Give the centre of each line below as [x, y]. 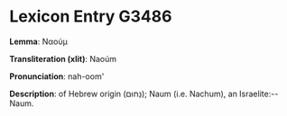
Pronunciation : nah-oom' [57, 76]
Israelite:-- [259, 94]
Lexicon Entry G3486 [91, 17]
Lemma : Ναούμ [38, 41]
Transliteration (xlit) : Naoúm [63, 58]
